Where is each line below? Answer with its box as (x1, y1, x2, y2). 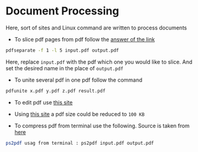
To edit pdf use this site (14, 99, 73, 106)
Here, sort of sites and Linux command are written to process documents (5, 24, 187, 31)
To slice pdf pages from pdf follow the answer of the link (14, 35, 155, 43)
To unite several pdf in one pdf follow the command (14, 76, 143, 84)
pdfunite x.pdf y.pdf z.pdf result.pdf (5, 88, 106, 94)
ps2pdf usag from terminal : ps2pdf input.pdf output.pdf (5, 140, 154, 146)
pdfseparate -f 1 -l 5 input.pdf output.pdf (5, 47, 119, 53)
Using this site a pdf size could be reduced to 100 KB (14, 110, 145, 118)
